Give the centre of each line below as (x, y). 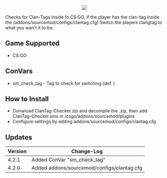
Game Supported (32, 43)
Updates (19, 137)
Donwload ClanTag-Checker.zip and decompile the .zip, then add (80, 111)
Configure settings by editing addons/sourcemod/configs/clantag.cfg (84, 121)
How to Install (27, 99)
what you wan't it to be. (30, 28)
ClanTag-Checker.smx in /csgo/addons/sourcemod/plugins (73, 116)
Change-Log (87, 151)
